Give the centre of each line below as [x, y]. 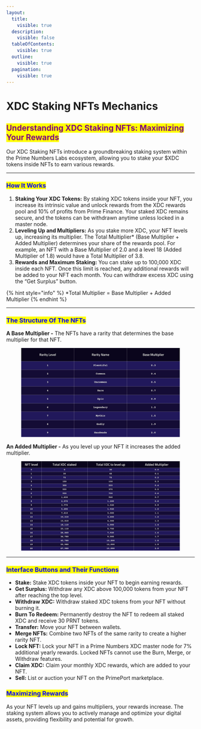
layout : [16, 13]
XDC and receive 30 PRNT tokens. [57, 621]
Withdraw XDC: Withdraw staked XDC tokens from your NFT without [100, 602]
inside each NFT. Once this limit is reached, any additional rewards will [102, 269]
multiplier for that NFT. [34, 339]
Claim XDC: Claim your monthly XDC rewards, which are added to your [103, 665]
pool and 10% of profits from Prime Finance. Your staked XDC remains [101, 211]
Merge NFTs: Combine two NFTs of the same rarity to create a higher [100, 633]
